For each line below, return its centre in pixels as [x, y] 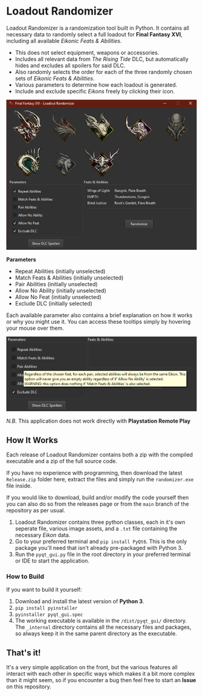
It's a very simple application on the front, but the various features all [92, 668]
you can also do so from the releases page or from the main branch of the [98, 504]
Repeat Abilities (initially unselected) [60, 272]
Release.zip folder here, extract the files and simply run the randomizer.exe [100, 480]
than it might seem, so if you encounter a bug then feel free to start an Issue [101, 680]
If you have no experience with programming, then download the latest [94, 473]
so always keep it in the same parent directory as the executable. [96, 634]
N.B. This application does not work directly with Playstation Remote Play [98, 421]
